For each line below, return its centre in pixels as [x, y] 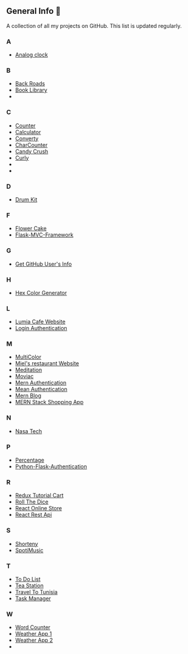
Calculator [28, 132]
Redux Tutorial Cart [39, 496]
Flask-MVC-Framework [44, 235]
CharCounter [31, 145]
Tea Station [29, 585]
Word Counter [32, 627]
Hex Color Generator [41, 292]
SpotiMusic [29, 550]
